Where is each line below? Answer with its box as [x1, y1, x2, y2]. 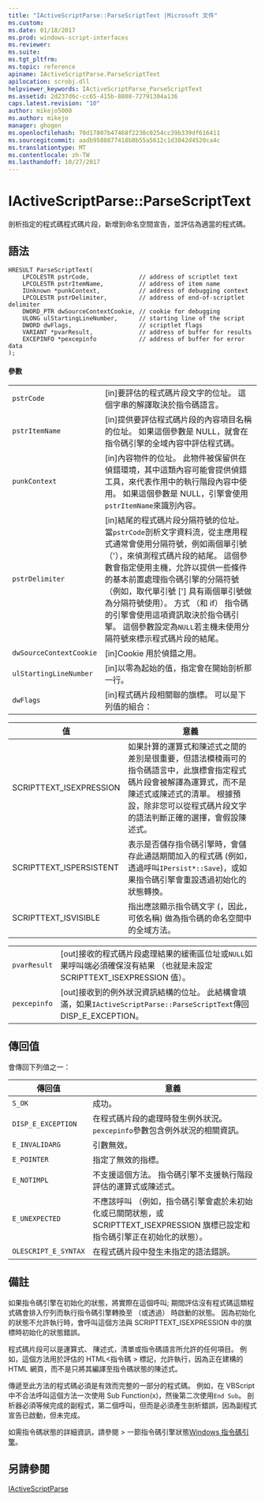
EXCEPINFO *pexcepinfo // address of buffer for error [22, 335, 245, 343]
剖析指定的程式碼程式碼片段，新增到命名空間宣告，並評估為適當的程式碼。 [8, 219, 250, 229]
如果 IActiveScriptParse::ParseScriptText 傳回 [76, 999, 250, 1010]
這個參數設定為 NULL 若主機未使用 [122, 621, 242, 632]
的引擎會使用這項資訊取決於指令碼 [104, 609, 231, 620]
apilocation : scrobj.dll [8, 77, 90, 85]
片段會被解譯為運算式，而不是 [135, 777, 247, 788]
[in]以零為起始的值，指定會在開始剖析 [104, 663, 244, 674]
